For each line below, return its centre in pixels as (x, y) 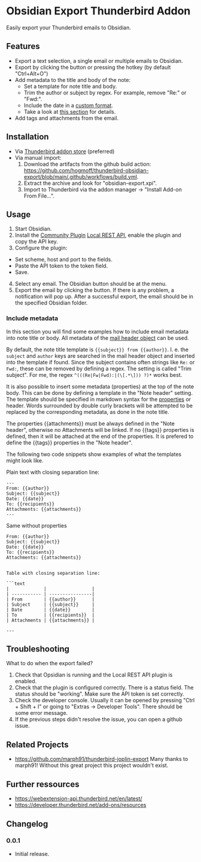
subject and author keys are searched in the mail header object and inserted (100, 356)
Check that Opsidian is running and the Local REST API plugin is (94, 675)
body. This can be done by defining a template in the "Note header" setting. (100, 392)
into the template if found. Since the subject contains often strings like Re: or (100, 362)
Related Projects (37, 744)
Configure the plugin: (41, 248)
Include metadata (32, 318)
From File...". (39, 196)
